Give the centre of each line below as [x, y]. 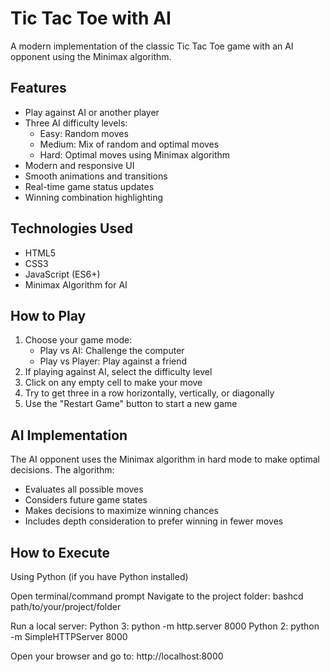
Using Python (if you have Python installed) [99, 576]
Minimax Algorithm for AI [76, 284]
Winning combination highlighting [94, 197]
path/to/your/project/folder [66, 606]
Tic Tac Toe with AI [91, 18]
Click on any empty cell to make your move [113, 383]
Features [38, 88]
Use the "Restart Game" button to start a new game [131, 404]
